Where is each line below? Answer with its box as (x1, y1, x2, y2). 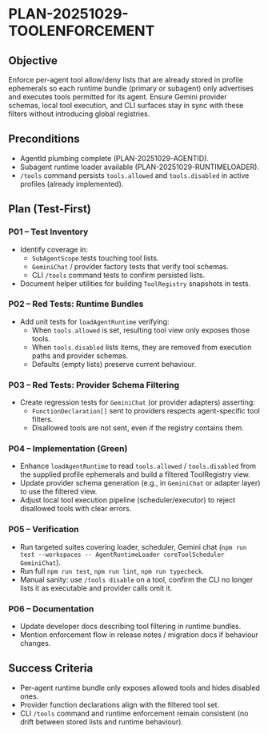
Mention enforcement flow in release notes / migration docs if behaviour (19, 630, 258, 639)
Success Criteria (8, 662, 94, 676)
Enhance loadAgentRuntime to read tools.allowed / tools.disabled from (19, 462, 257, 471)
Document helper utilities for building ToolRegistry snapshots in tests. (19, 278, 251, 288)
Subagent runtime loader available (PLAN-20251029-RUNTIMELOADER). (19, 162, 260, 171)
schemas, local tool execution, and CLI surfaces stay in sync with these (8, 101, 244, 110)
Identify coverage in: (19, 244, 88, 254)
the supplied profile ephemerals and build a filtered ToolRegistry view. (19, 470, 250, 479)
